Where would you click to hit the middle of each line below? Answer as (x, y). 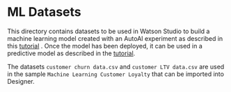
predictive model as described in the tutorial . (71, 53)
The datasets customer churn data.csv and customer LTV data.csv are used (116, 66)
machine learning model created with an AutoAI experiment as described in (115, 38)
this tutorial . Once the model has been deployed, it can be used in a (105, 46)
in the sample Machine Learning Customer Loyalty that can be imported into (116, 74)
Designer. (21, 81)
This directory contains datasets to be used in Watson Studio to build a (109, 31)
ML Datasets (44, 12)
